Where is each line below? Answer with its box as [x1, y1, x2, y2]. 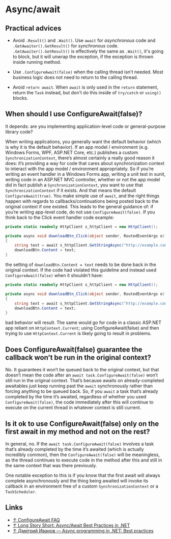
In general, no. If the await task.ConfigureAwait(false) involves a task [5, 441, 154, 447]
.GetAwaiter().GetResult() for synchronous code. [12, 43, 119, 49]
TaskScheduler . [5, 488, 37, 495]
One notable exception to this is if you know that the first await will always [5, 472, 160, 478]
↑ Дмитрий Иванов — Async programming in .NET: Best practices [12, 527, 154, 533]
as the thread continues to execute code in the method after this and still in [5, 457, 162, 463]
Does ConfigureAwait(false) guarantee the [5, 345, 142, 354]
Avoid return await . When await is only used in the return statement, [12, 84, 159, 90]
